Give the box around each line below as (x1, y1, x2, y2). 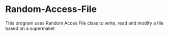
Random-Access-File (5, 3, 97, 15)
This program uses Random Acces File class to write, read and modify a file (5, 20, 164, 26)
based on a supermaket (5, 25, 55, 31)
